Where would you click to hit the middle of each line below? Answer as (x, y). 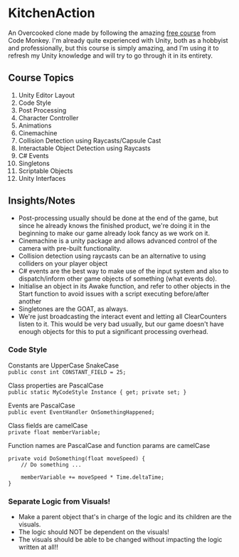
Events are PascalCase (42, 405)
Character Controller (48, 118)
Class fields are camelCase (48, 425)
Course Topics (41, 78)
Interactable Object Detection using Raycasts (85, 148)
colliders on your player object (63, 263)
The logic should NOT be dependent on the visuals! (94, 532)
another (30, 301)
